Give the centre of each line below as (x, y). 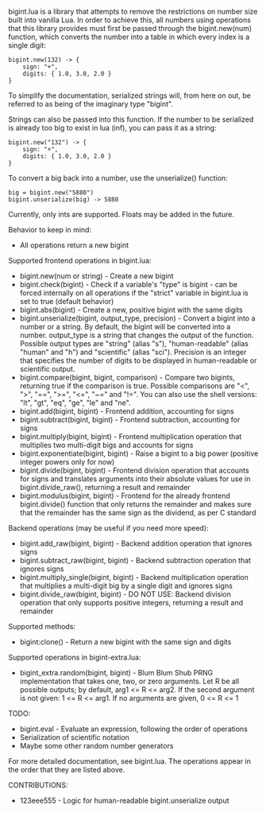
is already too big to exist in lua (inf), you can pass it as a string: (112, 128)
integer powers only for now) (67, 462)
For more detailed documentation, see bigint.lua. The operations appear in (130, 761)
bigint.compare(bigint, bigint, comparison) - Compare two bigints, (127, 377)
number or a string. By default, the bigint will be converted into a (125, 327)
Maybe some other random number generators (96, 746)
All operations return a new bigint (74, 245)
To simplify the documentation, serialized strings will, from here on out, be (130, 95)
